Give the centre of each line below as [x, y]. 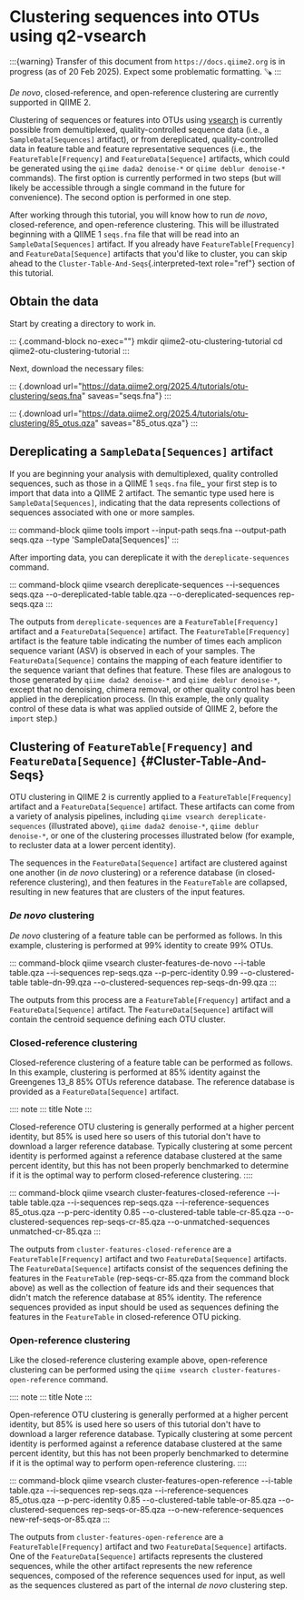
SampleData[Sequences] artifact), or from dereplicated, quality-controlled [144, 139]
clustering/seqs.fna [46, 395]
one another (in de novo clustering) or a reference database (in [127, 873]
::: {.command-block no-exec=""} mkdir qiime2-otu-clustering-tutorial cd [146, 341]
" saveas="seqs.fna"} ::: [127, 395]
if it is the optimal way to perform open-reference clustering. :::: [128, 1463]
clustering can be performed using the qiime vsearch [109, 1370]
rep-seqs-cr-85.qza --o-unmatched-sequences [181, 1221]
